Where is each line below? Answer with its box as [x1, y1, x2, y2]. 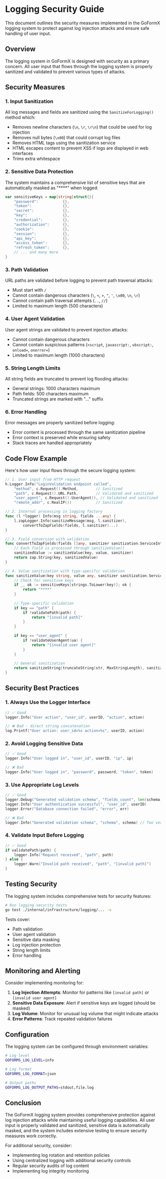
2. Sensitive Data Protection [5, 168, 74, 175]
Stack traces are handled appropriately [12, 440, 92, 446]
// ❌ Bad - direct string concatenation [5, 724, 90, 729]
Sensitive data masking [12, 937, 60, 943]
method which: [5, 114, 36, 120]
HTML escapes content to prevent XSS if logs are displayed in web [12, 145, 149, 151]
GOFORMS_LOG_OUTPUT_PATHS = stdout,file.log [5, 1085, 94, 1090]
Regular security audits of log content [12, 1163, 89, 1169]
